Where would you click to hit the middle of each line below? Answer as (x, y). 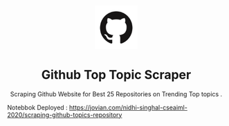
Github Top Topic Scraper (116, 74)
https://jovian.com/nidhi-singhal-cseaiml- (128, 107)
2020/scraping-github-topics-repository (65, 115)
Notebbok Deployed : (37, 107)
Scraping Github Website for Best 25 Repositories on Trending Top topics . (116, 94)
